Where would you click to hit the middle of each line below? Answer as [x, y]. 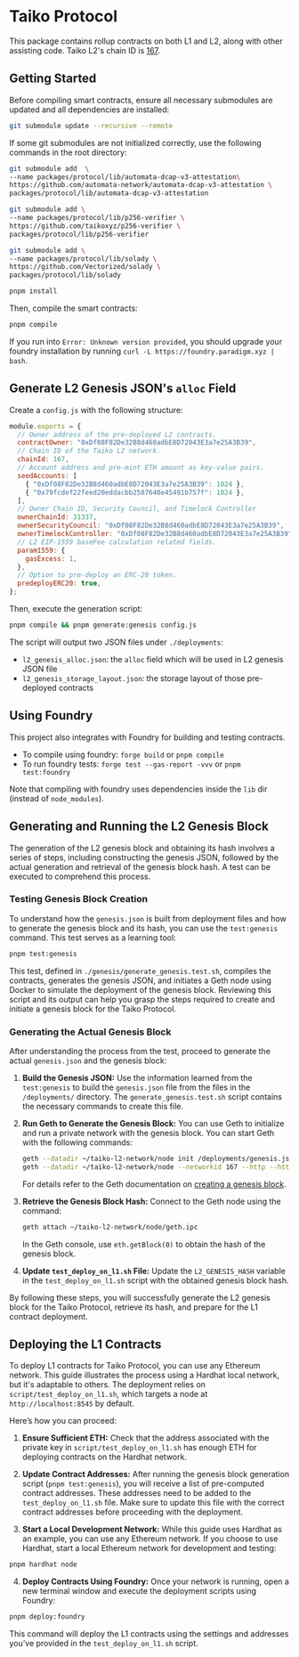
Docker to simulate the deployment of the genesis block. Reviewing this [140, 989]
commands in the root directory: [68, 152]
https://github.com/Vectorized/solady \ [85, 267]
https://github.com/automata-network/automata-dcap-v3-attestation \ [141, 185]
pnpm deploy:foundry [48, 1617]
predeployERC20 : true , [59, 584]
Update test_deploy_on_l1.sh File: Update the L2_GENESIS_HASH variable [154, 1271]
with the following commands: [77, 1142]
